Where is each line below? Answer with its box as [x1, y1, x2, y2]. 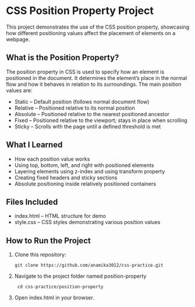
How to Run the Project [6, 235, 91, 246]
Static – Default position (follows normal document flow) [14, 98, 150, 105]
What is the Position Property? [6, 53, 119, 62]
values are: [6, 86, 33, 94]
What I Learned [6, 140, 63, 150]
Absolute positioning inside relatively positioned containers [14, 180, 156, 187]
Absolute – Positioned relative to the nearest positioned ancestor [14, 110, 170, 117]
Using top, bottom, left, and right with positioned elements [14, 162, 154, 169]
